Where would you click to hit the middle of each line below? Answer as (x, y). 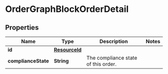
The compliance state (112, 58)
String (61, 61)
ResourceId (67, 50)
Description (114, 41)
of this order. (101, 64)
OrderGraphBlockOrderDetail (67, 9)
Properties (22, 28)
